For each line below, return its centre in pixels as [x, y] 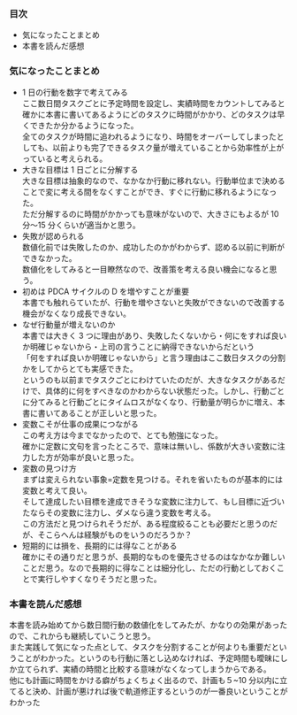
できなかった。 [49, 258]
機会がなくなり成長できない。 [76, 313]
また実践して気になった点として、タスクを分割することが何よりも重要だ [141, 647]
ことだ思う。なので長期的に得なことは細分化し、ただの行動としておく [149, 567]
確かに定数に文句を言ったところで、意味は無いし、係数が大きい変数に [150, 446]
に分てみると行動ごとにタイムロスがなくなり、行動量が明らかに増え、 [149, 402]
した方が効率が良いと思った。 [84, 457]
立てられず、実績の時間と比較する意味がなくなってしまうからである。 [144, 669]
